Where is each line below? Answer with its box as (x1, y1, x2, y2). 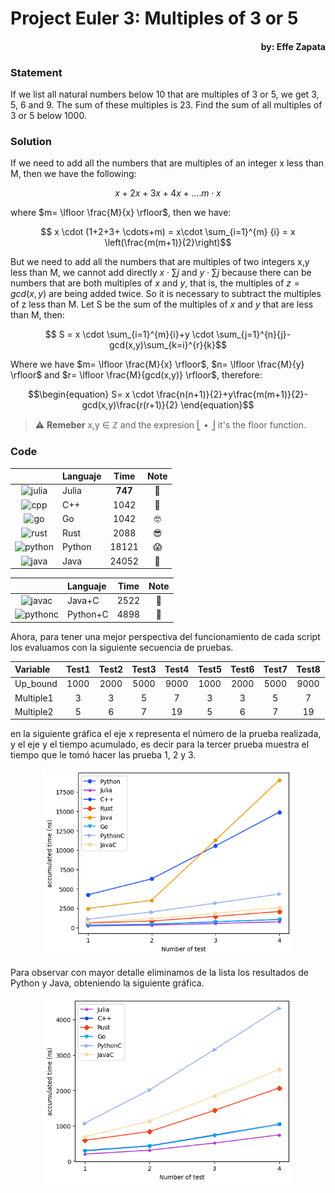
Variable (14, 663, 51, 676)
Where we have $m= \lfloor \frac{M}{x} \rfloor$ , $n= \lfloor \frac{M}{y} (10, 358, 305, 371)
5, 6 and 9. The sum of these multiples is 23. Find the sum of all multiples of (10, 99, 323, 111)
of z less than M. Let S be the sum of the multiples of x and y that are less (10, 298, 314, 311)
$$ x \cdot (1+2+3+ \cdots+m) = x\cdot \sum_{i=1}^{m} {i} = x (40, 226, 296, 238)
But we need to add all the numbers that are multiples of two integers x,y (10, 256, 310, 268)
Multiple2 (14, 705, 54, 717)
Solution (10, 135, 53, 148)
